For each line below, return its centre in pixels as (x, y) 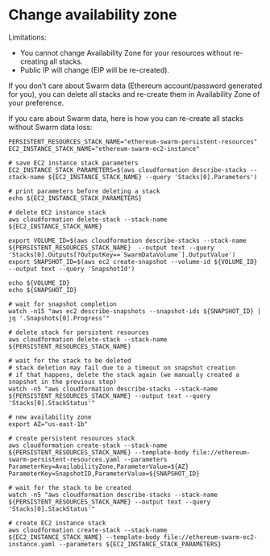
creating (34, 61)
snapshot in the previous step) (62, 382)
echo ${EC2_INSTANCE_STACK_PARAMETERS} (75, 198)
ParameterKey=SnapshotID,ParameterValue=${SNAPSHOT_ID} (104, 474)
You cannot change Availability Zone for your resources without (125, 52)
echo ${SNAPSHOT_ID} (43, 290)
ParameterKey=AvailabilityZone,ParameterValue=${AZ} (99, 466)
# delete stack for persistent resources (79, 332)
